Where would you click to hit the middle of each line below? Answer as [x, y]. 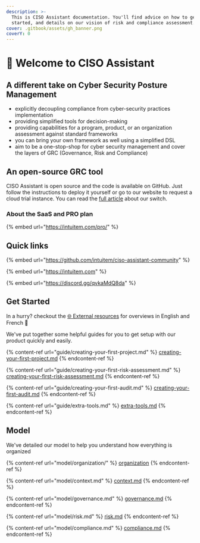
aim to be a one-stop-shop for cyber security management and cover [100, 147]
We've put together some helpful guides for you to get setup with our [91, 334]
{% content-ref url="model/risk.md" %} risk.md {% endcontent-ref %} [93, 516]
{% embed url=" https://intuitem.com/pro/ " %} [62, 227]
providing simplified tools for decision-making [71, 121]
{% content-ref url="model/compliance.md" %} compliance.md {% [88, 528]
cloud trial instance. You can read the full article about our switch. [87, 198]
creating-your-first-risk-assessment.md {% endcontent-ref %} [83, 376]
